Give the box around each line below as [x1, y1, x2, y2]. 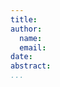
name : [19, 33, 43, 43]
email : [19, 42, 47, 53]
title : [10, 14, 38, 25]
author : [10, 24, 43, 34]
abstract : [10, 61, 52, 71]
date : [10, 52, 33, 62]
